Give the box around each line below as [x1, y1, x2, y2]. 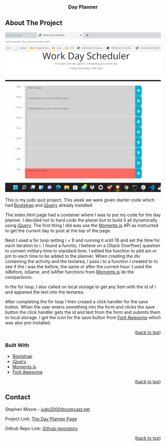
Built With [5, 342, 30, 349]
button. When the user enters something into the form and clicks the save [5, 304, 155, 310]
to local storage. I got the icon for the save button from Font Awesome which [5, 315, 162, 320]
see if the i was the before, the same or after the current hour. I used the [5, 264, 152, 270]
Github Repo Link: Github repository [5, 425, 78, 431]
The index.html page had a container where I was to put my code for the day [5, 212, 161, 218]
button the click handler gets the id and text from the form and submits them [5, 309, 161, 316]
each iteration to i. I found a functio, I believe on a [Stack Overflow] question [5, 243, 161, 249]
